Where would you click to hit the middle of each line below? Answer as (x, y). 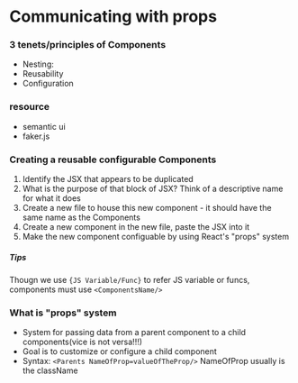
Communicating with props (113, 17)
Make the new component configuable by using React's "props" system (156, 237)
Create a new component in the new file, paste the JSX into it (136, 227)
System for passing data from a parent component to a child (134, 333)
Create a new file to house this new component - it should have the (147, 208)
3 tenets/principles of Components (88, 45)
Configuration (48, 84)
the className (50, 370)
